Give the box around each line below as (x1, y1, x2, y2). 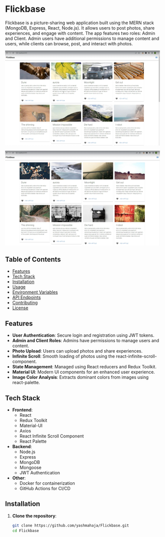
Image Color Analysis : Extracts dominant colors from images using (12, 374, 149, 380)
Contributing (12, 300, 38, 306)
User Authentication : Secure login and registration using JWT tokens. (12, 332, 155, 338)
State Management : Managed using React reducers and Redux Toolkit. (12, 364, 157, 370)
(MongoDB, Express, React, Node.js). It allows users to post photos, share (5, 25, 155, 31)
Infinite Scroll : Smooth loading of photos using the (12, 354, 115, 359)
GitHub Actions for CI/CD (19, 486, 71, 492)
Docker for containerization (19, 480, 75, 486)
